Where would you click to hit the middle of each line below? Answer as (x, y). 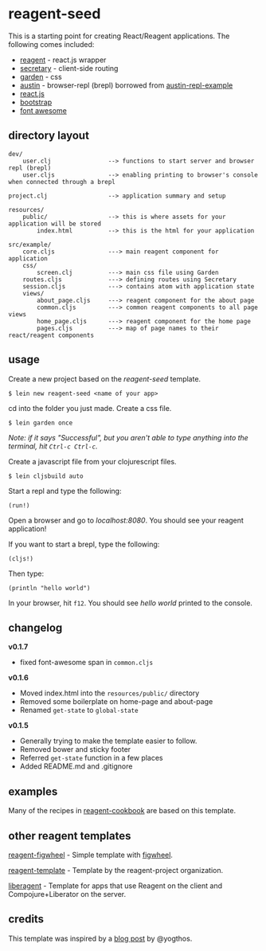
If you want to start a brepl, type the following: (84, 544)
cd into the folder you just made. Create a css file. (90, 408)
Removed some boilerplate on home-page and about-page (116, 702)
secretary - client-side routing (69, 68)
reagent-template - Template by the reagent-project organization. (116, 870)
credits (26, 920)
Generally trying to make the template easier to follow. (108, 741)
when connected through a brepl (62, 182)
